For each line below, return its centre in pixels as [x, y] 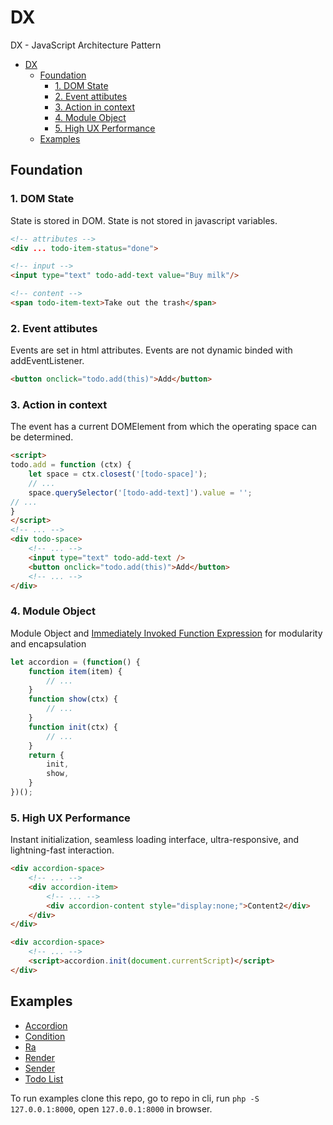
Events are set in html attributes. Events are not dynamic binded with [151, 350]
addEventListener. [47, 361]
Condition [45, 1036]
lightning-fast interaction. [62, 850]
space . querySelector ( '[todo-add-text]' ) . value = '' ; [140, 492]
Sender [40, 1068]
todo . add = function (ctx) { [71, 465]
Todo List [44, 1078]
